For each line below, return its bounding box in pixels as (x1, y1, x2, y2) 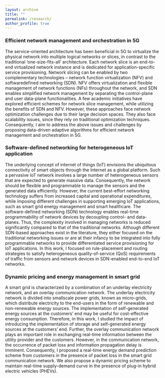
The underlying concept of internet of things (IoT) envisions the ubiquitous (5, 161, 157, 167)
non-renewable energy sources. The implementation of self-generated (5, 306, 149, 312)
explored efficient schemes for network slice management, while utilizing (5, 100, 154, 106)
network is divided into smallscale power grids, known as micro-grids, (5, 295, 148, 301)
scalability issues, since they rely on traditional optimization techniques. (5, 116, 151, 122)
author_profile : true (5, 21, 50, 26)
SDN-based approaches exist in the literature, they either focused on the (5, 229, 153, 235)
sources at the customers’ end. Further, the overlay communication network (5, 326, 159, 332)
